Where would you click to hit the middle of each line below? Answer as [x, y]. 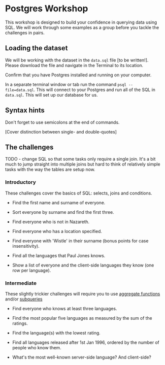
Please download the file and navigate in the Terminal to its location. [74, 65]
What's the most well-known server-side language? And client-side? [82, 357]
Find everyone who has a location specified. [57, 231]
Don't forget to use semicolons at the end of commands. [62, 122]
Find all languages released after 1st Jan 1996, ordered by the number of [86, 342]
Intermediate [21, 283]
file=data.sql [20, 90]
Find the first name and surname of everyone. [59, 202]
